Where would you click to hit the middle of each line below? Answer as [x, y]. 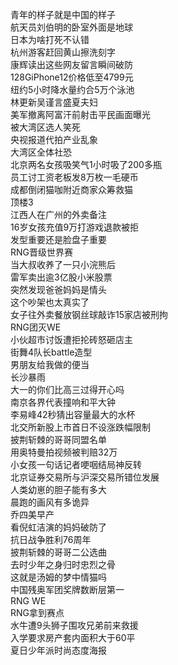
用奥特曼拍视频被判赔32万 [64, 452]
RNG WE [28, 601]
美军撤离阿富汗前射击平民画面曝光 [80, 114]
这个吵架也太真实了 [50, 302]
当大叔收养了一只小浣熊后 [63, 264]
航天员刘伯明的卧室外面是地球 [71, 27]
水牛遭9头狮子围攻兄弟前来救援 [74, 625]
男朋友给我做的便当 [50, 364]
